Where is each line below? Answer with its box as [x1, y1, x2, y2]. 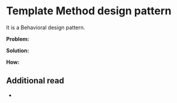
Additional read [6, 76, 64, 86]
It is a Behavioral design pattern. [6, 24, 86, 31]
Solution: [6, 46, 30, 54]
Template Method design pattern [6, 4, 172, 18]
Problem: [6, 35, 30, 42]
